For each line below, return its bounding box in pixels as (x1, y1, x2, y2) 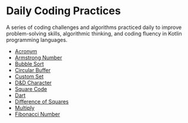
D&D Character (14, 79, 52, 86)
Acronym (14, 47, 37, 54)
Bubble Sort (14, 60, 44, 67)
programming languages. (6, 36, 68, 43)
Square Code (14, 85, 47, 92)
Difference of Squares (14, 98, 69, 105)
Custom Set (14, 73, 44, 80)
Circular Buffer (14, 66, 51, 73)
